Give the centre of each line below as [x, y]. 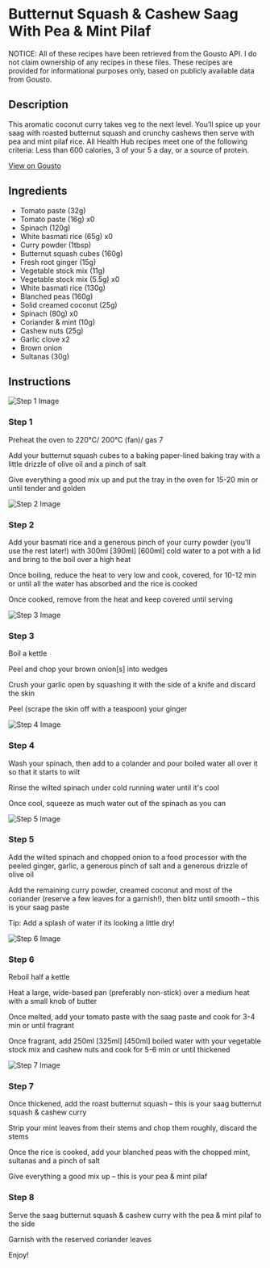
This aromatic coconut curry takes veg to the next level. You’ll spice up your [135, 124]
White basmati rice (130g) [63, 288]
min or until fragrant [42, 1026]
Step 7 [21, 1086]
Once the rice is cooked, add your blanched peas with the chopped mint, [129, 1153]
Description [38, 105]
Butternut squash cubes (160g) [71, 253]
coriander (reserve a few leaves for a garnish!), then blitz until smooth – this [134, 898]
